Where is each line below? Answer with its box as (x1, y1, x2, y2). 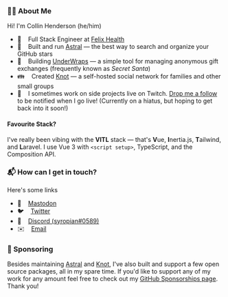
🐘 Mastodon (16, 199, 57, 207)
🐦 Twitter (16, 207, 51, 215)
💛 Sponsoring (7, 244, 54, 254)
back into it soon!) (16, 104, 69, 112)
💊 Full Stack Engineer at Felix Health (16, 35, 125, 43)
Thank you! (7, 282, 39, 290)
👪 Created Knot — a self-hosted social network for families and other (16, 72, 221, 81)
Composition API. (7, 150, 56, 158)
